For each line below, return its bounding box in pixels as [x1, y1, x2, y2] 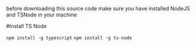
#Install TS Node [6, 23, 47, 29]
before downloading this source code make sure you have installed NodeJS [6, 5, 190, 12]
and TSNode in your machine [6, 11, 77, 18]
